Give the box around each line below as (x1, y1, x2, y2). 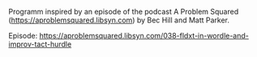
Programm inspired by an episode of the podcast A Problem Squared (8, 7, 239, 16)
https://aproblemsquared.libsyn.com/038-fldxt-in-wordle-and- (39, 31, 250, 40)
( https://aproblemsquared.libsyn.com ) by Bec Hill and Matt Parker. (8, 15, 229, 25)
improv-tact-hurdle (8, 39, 72, 49)
